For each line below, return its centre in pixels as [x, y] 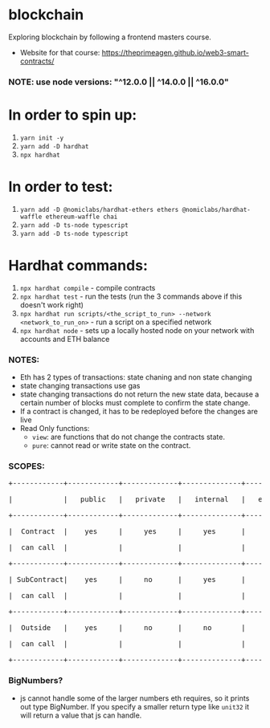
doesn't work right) [52, 305]
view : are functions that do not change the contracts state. [128, 437]
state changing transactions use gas [80, 385]
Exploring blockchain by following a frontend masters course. [110, 37]
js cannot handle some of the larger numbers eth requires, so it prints [135, 698]
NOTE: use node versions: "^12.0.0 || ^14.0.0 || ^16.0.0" [119, 82]
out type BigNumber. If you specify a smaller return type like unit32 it [135, 706]
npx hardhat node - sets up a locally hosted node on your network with [137, 330]
